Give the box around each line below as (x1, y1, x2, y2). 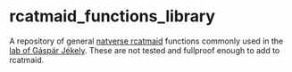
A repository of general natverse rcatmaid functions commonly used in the (9, 36, 284, 46)
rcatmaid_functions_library (9, 6, 216, 27)
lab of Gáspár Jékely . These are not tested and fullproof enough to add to (9, 44, 280, 55)
